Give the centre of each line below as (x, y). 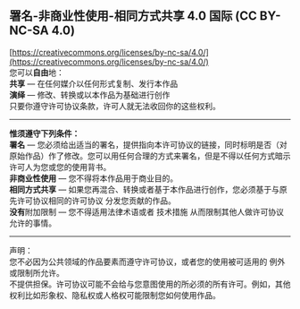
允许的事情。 (33, 223)
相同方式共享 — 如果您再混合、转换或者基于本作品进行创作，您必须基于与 (144, 189)
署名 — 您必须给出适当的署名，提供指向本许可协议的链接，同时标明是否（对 (148, 144)
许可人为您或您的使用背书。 (60, 167)
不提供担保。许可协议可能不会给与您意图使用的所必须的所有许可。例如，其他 (150, 284)
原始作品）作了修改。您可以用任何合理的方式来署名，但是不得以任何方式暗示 (150, 156)
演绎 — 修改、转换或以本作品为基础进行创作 (90, 94)
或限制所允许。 (37, 272)
